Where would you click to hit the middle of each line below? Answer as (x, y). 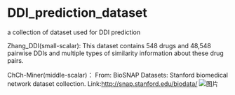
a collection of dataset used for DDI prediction (74, 32)
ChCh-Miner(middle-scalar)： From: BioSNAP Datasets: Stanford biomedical (118, 75)
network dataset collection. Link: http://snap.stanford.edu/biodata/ (102, 83)
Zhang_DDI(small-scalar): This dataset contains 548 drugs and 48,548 (109, 45)
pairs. (15, 60)
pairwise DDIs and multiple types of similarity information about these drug (116, 53)
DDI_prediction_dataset (77, 13)
